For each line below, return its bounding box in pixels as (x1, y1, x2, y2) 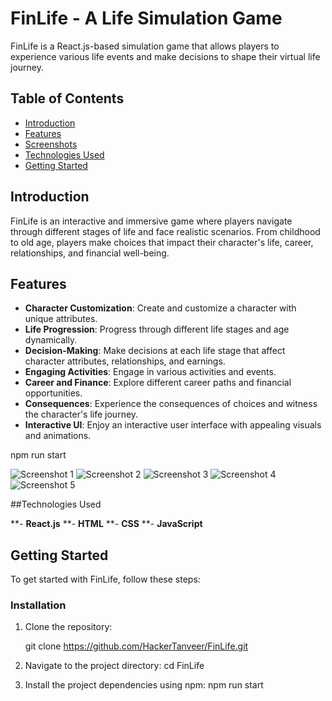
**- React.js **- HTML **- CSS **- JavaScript (10, 518, 203, 530)
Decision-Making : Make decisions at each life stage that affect (24, 345, 286, 357)
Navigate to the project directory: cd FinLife (24, 660, 205, 672)
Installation (10, 598, 67, 612)
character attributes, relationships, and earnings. (24, 355, 226, 367)
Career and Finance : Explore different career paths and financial (24, 377, 292, 389)
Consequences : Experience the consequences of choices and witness (24, 398, 318, 410)
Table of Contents (10, 90, 125, 107)
